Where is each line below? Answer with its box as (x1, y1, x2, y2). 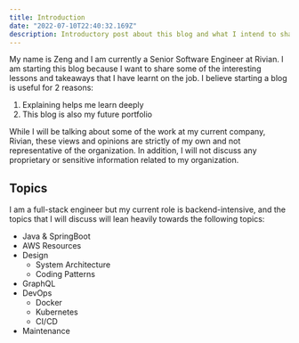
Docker (35, 298, 62, 308)
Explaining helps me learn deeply (21, 100, 144, 110)
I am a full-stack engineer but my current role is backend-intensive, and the (9, 204, 287, 215)
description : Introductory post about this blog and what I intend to (9, 29, 277, 38)
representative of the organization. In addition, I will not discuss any (9, 145, 257, 156)
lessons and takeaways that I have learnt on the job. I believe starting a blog (9, 73, 287, 84)
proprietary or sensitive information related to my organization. (9, 155, 239, 166)
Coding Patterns (35, 269, 96, 280)
